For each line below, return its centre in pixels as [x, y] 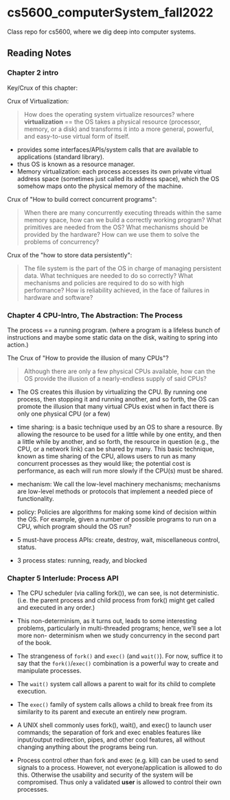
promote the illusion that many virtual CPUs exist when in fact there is [115, 406]
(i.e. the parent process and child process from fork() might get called [116, 600]
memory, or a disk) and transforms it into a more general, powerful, [119, 129]
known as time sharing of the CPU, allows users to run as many [106, 456]
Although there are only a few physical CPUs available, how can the [119, 371]
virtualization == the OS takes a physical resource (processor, [112, 121]
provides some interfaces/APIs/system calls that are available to [108, 150]
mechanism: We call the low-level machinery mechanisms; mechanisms [119, 484]
